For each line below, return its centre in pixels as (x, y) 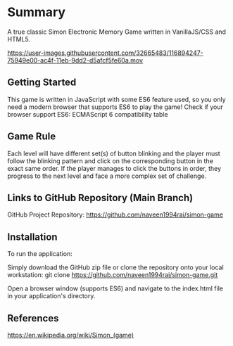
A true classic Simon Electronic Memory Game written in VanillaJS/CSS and (117, 32)
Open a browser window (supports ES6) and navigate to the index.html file (115, 288)
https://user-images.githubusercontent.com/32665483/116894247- (106, 53)
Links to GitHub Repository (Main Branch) (100, 198)
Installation (32, 237)
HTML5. (19, 39)
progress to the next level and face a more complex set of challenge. (107, 176)
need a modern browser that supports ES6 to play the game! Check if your (115, 107)
